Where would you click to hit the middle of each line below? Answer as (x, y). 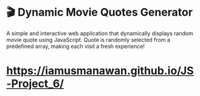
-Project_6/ (35, 84)
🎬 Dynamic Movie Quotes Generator (100, 12)
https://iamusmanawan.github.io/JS (100, 71)
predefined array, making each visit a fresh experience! (75, 46)
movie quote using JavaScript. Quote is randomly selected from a (88, 39)
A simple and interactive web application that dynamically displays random (100, 33)
